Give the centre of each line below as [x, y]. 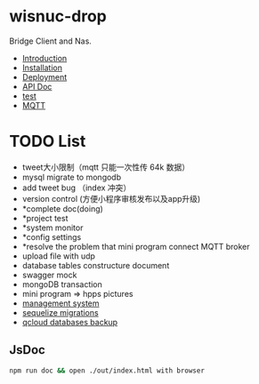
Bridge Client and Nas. [50, 41]
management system [61, 303]
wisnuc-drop [58, 16]
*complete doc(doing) [63, 208]
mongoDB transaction [62, 284]
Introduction [45, 58]
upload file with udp [59, 256]
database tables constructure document [96, 265]
